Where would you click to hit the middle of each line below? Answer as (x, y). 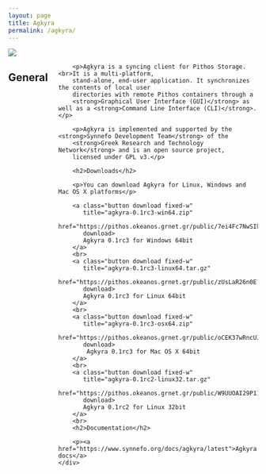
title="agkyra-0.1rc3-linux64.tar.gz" (147, 268)
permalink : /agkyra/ (42, 30)
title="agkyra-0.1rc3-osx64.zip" (138, 324)
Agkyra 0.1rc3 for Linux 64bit (134, 296)
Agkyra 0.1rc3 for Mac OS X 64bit (143, 352)
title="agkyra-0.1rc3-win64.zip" (138, 213)
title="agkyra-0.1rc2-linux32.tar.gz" (147, 380)
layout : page (30, 15)
